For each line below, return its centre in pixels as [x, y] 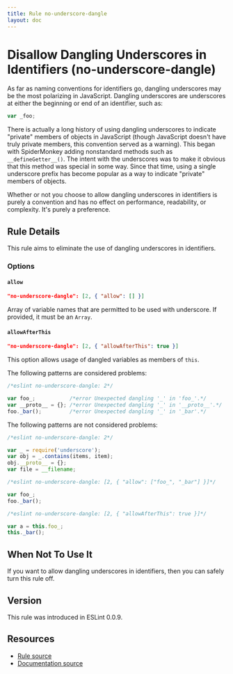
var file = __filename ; [42, 470]
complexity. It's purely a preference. [59, 210]
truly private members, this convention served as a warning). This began [111, 144]
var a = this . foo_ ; [35, 526]
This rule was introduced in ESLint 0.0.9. [65, 617]
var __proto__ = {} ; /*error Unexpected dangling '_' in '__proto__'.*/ [115, 405]
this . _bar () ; [26, 533]
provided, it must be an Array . [50, 317]
